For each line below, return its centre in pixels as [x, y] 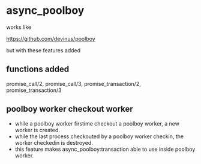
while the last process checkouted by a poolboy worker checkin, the [99, 136]
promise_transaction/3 [34, 90]
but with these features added [43, 50]
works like [19, 27]
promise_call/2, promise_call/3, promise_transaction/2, [73, 84]
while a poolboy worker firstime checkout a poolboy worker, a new [97, 123]
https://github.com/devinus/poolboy [51, 38]
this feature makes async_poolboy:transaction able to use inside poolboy [105, 149]
